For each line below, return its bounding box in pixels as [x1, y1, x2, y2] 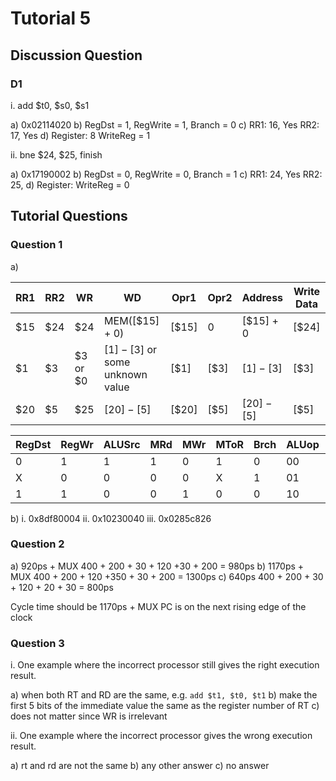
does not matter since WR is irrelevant [10, 710, 168, 722]
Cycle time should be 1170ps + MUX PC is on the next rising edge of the [10, 600, 307, 612]
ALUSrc [103, 437, 141, 451]
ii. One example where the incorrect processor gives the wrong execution [10, 730, 313, 742]
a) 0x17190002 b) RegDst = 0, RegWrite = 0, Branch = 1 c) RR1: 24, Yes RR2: [10, 168, 323, 180]
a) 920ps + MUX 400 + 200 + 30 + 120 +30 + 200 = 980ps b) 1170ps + [10, 560, 305, 572]
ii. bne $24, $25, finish [10, 148, 103, 161]
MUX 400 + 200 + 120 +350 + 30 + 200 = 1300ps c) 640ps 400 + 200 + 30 [10, 570, 324, 582]
